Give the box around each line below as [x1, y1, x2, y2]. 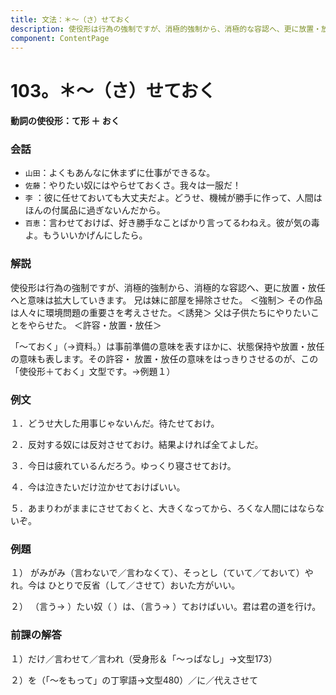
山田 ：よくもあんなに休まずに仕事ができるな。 [24, 167, 216, 179]
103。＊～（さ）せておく [10, 79, 217, 102]
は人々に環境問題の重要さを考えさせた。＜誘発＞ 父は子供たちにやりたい [10, 306, 311, 318]
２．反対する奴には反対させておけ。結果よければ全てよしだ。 [10, 439, 264, 451]
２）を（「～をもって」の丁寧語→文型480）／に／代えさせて [10, 674, 259, 686]
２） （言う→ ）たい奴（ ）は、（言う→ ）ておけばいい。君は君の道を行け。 [10, 601, 322, 613]
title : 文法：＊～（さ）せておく [10, 14, 132, 25]
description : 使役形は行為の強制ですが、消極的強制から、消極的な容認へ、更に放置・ [10, 24, 322, 34]
